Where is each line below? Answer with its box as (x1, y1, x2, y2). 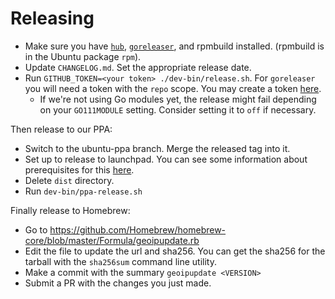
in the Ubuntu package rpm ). (24, 50, 142, 62)
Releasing (10, 7, 95, 30)
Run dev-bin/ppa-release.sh (24, 185, 143, 197)
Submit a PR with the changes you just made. (24, 277, 212, 289)
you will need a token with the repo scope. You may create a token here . (24, 82, 322, 94)
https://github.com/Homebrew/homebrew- (49, 223, 227, 236)
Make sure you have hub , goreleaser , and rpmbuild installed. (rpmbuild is (24, 40, 325, 52)
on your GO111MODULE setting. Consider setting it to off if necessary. (39, 103, 317, 116)
